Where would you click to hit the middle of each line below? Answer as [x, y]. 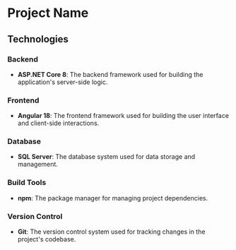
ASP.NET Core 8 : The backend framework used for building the [110, 74]
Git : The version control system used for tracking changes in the [111, 232]
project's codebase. [47, 239]
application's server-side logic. [63, 82]
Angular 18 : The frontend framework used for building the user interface [123, 116]
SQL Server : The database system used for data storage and [106, 157]
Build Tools [27, 183]
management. [38, 165]
